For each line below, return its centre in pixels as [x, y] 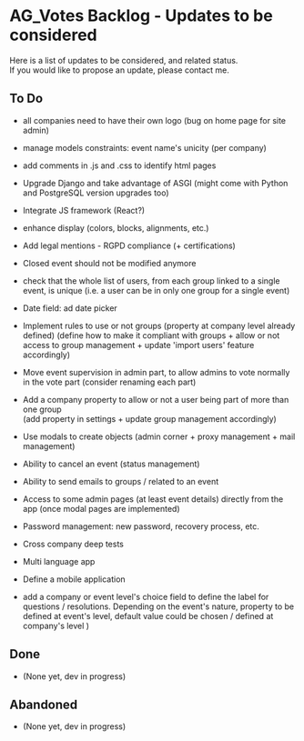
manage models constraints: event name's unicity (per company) [144, 147]
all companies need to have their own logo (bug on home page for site [154, 120]
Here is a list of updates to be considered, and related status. [124, 60]
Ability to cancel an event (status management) [111, 464]
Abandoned [44, 704]
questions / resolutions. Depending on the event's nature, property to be [158, 606]
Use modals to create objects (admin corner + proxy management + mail [159, 436]
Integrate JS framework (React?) [84, 210]
